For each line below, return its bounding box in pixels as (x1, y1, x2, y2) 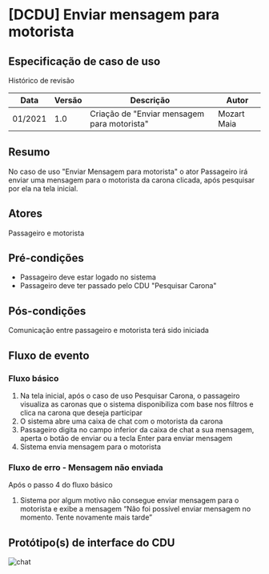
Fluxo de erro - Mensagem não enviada (8, 462, 163, 473)
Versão (54, 94, 82, 106)
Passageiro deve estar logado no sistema (19, 272, 156, 282)
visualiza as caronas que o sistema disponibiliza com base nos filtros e (19, 399, 254, 409)
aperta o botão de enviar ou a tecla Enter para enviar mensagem (19, 433, 233, 443)
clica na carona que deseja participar (19, 407, 143, 417)
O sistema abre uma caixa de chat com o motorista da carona (19, 416, 223, 426)
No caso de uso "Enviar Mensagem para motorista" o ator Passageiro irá (8, 167, 248, 176)
